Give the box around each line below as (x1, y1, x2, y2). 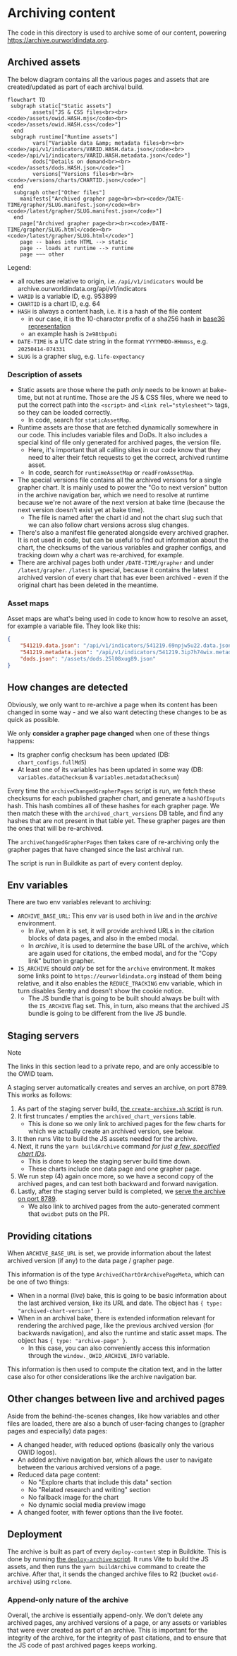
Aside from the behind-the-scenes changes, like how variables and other (7, 1412, 220, 1420)
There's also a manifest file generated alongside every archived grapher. (17, 528, 229, 537)
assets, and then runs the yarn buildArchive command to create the (7, 1562, 206, 1571)
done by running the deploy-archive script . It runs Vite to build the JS (7, 1554, 209, 1563)
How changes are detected (7, 682, 128, 694)
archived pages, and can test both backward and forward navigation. (17, 1180, 219, 1188)
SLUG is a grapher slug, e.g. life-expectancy (17, 352, 145, 360)
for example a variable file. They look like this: (7, 622, 141, 630)
